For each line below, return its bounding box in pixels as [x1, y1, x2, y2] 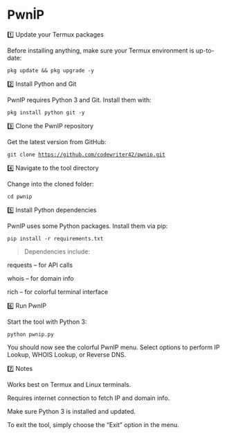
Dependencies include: [24, 247, 91, 256]
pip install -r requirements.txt [7, 235, 104, 242]
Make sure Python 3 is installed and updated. [7, 407, 136, 415]
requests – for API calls [7, 261, 73, 269]
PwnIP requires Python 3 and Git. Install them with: [7, 96, 152, 104]
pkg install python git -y [7, 109, 85, 116]
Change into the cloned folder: [7, 180, 95, 188]
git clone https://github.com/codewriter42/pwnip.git [7, 151, 166, 158]
